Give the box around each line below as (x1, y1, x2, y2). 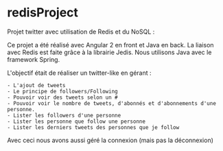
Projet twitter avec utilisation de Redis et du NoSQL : (7, 27, 155, 36)
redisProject (7, 5, 79, 21)
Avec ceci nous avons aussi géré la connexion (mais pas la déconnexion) (7, 136, 214, 144)
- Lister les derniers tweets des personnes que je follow (7, 124, 180, 131)
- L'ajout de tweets (7, 82, 67, 89)
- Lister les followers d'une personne (7, 112, 121, 119)
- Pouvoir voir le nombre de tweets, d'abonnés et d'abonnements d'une (7, 100, 216, 107)
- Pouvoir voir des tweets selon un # (7, 94, 118, 101)
